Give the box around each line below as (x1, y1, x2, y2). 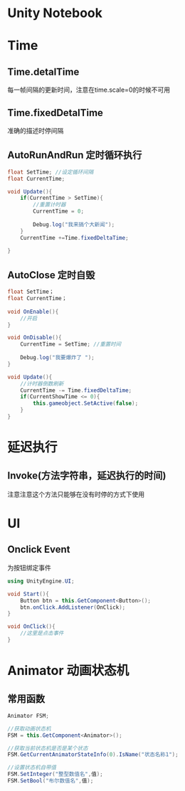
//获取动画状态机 (7, 725, 51, 732)
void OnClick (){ (7, 623, 55, 630)
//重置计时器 (33, 201, 66, 208)
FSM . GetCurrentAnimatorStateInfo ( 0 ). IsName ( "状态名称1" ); (7, 751, 179, 758)
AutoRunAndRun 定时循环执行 (7, 149, 142, 161)
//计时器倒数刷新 (20, 380, 64, 387)
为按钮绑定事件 (7, 563, 51, 572)
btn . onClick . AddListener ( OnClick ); (20, 603, 126, 611)
